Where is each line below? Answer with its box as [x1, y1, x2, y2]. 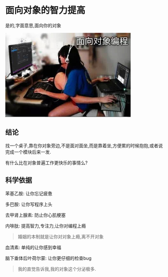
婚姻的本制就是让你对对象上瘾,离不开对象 [17, 233, 104, 239]
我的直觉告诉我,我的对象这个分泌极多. [17, 266, 96, 272]
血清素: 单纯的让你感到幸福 [5, 244, 61, 250]
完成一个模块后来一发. [5, 149, 52, 155]
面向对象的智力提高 [5, 5, 86, 16]
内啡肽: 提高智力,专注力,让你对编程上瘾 [5, 223, 86, 229]
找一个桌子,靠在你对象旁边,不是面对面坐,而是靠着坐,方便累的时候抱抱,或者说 [5, 143, 163, 149]
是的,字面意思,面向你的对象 [5, 22, 62, 28]
